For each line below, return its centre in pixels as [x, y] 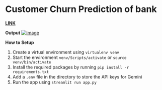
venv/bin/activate [32, 62]
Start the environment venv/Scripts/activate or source [69, 57]
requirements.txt [31, 72]
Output [13, 32]
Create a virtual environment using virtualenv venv [66, 52]
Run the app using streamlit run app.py [55, 82]
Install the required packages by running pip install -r [71, 67]
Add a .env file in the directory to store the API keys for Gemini [77, 76]
